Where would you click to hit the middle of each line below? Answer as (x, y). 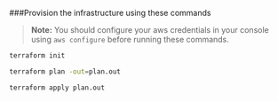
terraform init (37, 56)
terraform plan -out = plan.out (65, 71)
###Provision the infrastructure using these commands (110, 13)
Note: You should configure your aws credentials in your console (150, 30)
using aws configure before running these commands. (130, 39)
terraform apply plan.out (57, 88)
